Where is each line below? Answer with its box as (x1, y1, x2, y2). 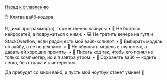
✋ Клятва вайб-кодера (5, 14, 54, 20)
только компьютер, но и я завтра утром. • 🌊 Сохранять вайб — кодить (5, 54, 156, 60)
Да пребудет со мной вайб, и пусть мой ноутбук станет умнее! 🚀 (5, 69, 145, 75)
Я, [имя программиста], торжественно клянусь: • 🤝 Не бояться (5, 26, 141, 31)
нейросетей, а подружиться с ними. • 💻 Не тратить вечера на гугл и (5, 31, 153, 37)
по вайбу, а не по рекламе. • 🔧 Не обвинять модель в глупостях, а (5, 44, 147, 49)
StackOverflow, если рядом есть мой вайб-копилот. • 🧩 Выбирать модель (5, 38, 163, 44)
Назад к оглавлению (5, 4, 49, 10)
